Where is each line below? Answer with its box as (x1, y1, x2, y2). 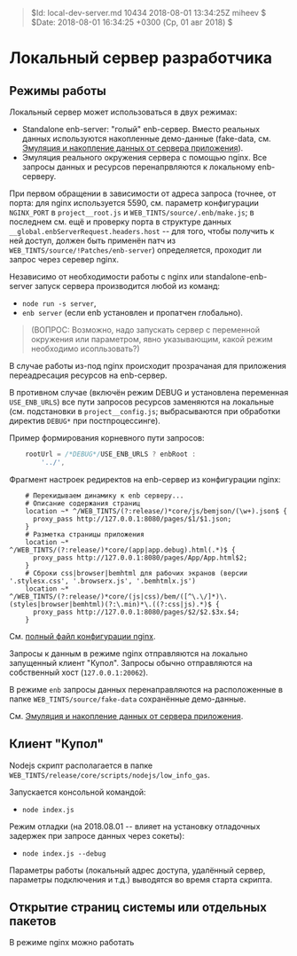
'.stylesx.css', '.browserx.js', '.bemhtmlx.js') (9, 576, 197, 585)
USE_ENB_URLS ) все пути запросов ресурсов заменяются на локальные (9, 396, 275, 407)
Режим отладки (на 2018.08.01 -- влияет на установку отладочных (9, 820, 261, 832)
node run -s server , (21, 298, 97, 309)
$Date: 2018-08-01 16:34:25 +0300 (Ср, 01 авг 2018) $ (30, 17, 233, 27)
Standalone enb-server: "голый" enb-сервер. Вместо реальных (21, 124, 260, 134)
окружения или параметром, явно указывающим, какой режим (30, 334, 273, 344)
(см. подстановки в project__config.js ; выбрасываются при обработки (9, 406, 281, 416)
